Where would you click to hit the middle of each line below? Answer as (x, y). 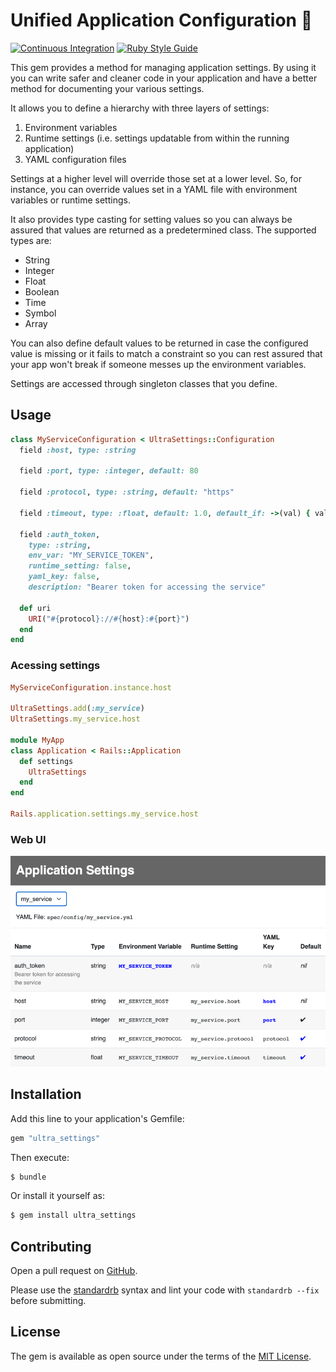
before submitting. (48, 1301)
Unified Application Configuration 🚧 (161, 20)
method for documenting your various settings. (107, 88)
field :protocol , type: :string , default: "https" (127, 492)
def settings (46, 761)
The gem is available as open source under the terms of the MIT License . (161, 1356)
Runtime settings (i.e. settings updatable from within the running (157, 138)
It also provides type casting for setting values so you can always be (151, 219)
